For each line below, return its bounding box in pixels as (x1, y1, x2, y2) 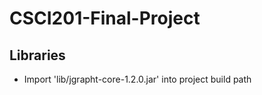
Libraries (9, 47, 66, 64)
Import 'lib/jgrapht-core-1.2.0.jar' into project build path (23, 73, 252, 85)
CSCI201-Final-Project (9, 7, 201, 30)
